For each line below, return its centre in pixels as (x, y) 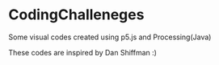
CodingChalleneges (76, 15)
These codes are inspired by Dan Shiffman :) (83, 52)
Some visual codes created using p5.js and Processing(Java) (110, 37)
